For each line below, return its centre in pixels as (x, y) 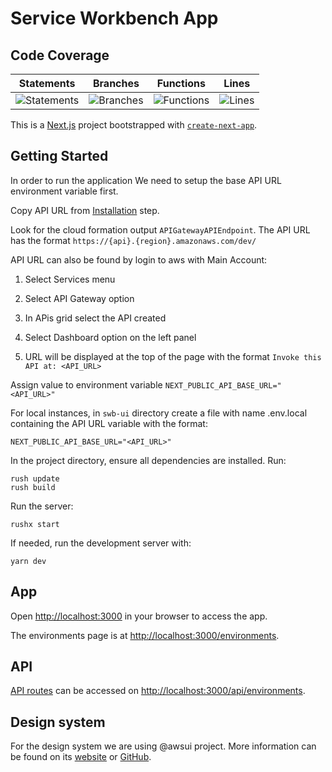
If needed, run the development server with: (101, 543)
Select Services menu (70, 279)
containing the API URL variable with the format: (109, 423)
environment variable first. (64, 191)
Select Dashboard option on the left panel (110, 337)
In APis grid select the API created (95, 318)
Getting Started (59, 156)
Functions (181, 83)
